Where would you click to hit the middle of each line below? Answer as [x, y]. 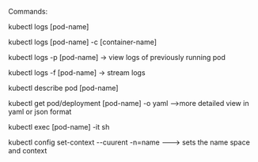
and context [28, 151]
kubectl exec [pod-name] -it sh [59, 127]
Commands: [28, 11]
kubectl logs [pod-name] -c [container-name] [82, 42]
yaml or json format [40, 111]
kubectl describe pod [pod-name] [63, 88]
